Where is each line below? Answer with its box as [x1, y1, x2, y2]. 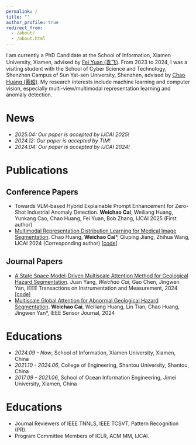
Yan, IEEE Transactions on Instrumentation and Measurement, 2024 [14, 284, 178, 291]
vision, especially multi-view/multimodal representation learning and [6, 85, 171, 92]
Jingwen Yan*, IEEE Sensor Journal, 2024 [14, 309, 115, 316]
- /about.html [11, 36, 46, 41]
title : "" [6, 14, 30, 20]
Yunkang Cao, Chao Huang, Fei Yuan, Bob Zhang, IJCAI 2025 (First [14, 214, 177, 222]
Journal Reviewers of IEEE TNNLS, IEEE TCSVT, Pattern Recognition [14, 420, 179, 427]
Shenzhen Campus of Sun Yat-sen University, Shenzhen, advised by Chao [6, 71, 185, 78]
